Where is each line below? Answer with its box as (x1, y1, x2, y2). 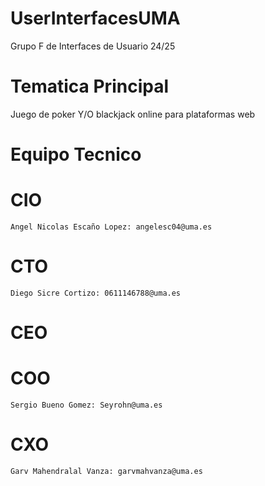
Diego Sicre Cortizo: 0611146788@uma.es (10, 288, 182, 298)
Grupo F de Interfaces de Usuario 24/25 (10, 40, 176, 52)
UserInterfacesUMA (10, 7, 181, 30)
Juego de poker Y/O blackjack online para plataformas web (10, 108, 256, 120)
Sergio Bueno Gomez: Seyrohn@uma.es (10, 400, 163, 411)
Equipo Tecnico (10, 143, 142, 166)
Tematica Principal (10, 75, 169, 98)
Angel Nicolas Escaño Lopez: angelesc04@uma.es (10, 222, 213, 232)
